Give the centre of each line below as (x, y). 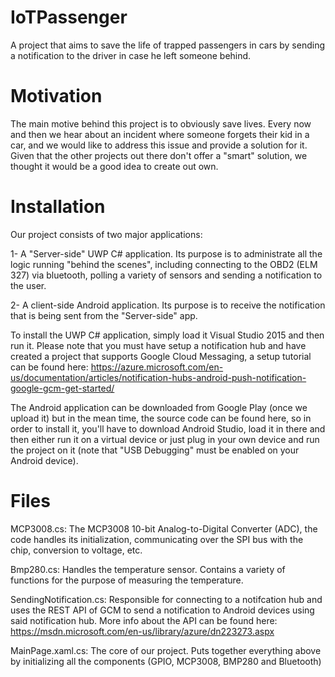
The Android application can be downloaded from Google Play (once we (159, 407)
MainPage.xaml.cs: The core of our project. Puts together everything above (166, 650)
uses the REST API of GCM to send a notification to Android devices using (162, 610)
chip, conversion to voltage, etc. (76, 550)
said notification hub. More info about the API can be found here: (144, 620)
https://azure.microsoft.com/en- (157, 367)
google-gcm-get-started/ (62, 388)
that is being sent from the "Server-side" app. (104, 315)
